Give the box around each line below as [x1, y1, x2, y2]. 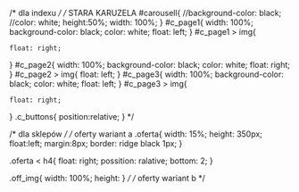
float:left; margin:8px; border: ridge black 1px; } [9, 138, 183, 148]
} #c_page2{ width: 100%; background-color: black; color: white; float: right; [9, 60, 291, 70]
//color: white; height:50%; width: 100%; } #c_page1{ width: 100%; [9, 17, 254, 28]
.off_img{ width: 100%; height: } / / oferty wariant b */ [9, 173, 205, 183]
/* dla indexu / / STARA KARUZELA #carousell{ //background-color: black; [9, 8, 282, 18]
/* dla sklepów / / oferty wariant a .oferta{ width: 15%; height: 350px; [9, 129, 263, 139]
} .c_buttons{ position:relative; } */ [9, 112, 135, 121]
